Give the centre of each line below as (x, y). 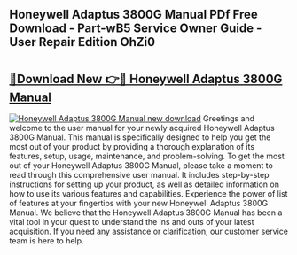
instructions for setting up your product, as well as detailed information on (144, 184)
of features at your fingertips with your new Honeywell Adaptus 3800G (139, 203)
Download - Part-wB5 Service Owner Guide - (136, 29)
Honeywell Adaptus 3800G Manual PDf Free (134, 15)
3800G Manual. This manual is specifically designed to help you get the (140, 137)
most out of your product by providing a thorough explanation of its (132, 147)
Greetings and (229, 118)
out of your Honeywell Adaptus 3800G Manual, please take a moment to (141, 166)
